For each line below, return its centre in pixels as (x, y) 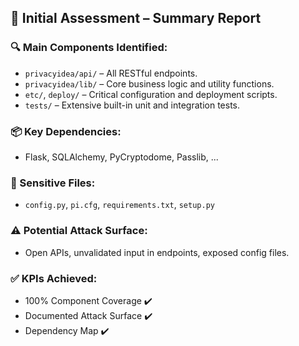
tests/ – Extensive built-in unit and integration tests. (132, 105)
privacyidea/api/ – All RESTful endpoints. (111, 73)
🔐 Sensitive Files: (53, 183)
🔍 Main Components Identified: (89, 48)
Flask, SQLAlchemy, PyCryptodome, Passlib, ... (121, 157)
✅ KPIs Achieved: (54, 278)
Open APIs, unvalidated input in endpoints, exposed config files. (157, 252)
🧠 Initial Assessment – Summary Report (136, 18)
